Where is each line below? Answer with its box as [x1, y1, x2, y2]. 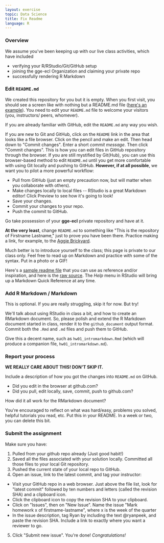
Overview [5, 37, 29, 44]
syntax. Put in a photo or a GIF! [5, 258, 68, 264]
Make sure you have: [5, 441, 47, 447]
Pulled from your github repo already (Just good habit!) [12, 450, 124, 456]
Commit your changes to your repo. [12, 203, 84, 209]
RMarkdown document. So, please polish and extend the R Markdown [5, 316, 146, 321]
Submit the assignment [5, 430, 62, 437]
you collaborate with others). [12, 182, 70, 188]
